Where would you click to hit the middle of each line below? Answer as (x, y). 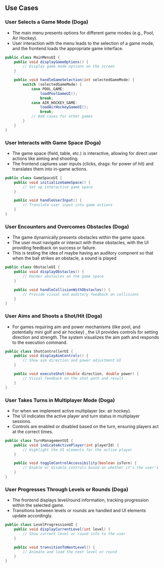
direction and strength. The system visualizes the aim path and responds (85, 337)
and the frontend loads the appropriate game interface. (68, 48)
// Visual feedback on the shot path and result (73, 378)
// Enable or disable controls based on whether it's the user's (91, 468)
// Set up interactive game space (58, 187)
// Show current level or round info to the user (74, 534)
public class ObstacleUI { (33, 267)
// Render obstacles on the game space (63, 277)
